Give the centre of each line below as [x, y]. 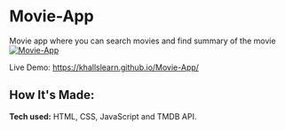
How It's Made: [52, 95]
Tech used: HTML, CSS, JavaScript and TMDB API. [103, 116]
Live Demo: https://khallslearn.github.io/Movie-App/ [104, 67]
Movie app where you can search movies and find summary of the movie [143, 41]
